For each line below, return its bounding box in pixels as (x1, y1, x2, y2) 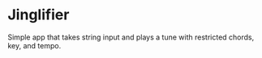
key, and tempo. (7, 40, 62, 50)
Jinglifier (7, 6, 70, 24)
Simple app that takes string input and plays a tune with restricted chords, (7, 32, 255, 42)
